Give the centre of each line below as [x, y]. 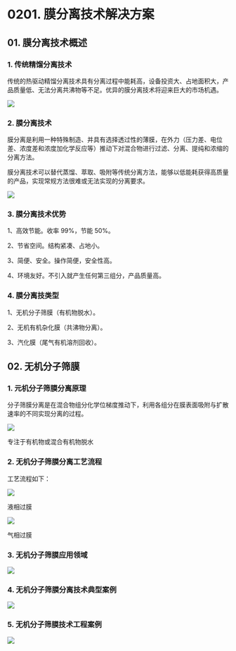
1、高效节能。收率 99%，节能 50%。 [61, 231]
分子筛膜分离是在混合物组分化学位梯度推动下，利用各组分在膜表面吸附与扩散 [118, 405]
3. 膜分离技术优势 [37, 214]
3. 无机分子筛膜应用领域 [47, 555]
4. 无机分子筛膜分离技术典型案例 [62, 590]
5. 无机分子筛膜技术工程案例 [54, 625]
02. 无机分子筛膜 [44, 367]
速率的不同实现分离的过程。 [47, 414]
